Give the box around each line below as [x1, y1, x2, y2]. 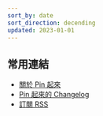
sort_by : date [7, 11, 54, 20]
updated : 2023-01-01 [7, 26, 75, 34]
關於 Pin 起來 [18, 80, 61, 89]
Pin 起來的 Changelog [18, 90, 90, 99]
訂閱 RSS [18, 99, 49, 109]
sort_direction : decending [7, 19, 96, 27]
